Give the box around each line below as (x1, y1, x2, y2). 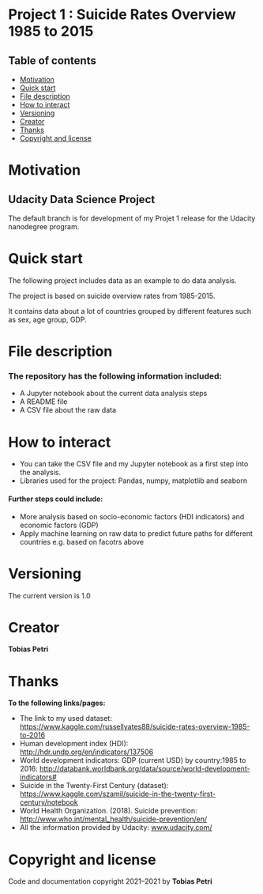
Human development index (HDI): (19, 739, 129, 749)
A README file (19, 397, 68, 406)
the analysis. (19, 468, 62, 477)
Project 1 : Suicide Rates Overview (8, 6, 237, 24)
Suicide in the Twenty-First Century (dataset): (19, 781, 169, 790)
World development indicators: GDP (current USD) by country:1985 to (19, 756, 246, 765)
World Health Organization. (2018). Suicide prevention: (19, 806, 197, 816)
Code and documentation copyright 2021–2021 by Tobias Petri (8, 877, 212, 886)
